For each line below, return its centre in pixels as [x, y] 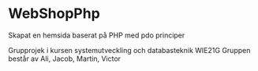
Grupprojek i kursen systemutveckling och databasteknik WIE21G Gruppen [129, 50]
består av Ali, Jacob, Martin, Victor [64, 59]
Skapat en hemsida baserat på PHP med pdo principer [97, 35]
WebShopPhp [54, 14]
